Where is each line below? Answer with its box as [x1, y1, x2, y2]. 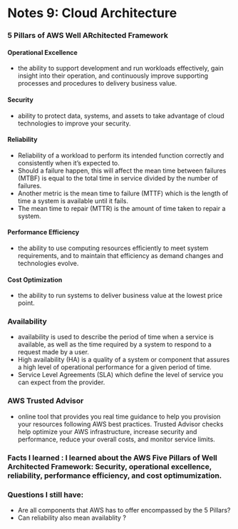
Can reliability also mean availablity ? [17, 513, 127, 522]
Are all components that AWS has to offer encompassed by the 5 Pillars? [17, 505, 231, 514]
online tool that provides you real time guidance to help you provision [17, 412, 221, 421]
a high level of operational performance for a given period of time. [17, 363, 212, 371]
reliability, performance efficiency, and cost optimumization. [7, 471, 222, 481]
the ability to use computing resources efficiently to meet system [17, 244, 209, 252]
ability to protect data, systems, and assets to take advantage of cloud [17, 111, 224, 120]
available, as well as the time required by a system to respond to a [17, 340, 212, 349]
